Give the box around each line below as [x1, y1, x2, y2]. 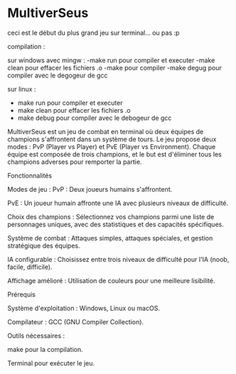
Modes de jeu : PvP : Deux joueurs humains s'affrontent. [7, 185, 173, 193]
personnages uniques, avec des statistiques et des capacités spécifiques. [7, 220, 224, 229]
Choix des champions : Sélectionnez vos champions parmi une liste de [7, 212, 215, 221]
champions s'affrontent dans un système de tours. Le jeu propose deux [7, 135, 217, 143]
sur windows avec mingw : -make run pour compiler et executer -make [7, 55, 215, 65]
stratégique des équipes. [7, 241, 80, 250]
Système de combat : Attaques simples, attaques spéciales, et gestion [7, 233, 213, 242]
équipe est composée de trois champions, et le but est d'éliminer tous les [7, 150, 222, 158]
